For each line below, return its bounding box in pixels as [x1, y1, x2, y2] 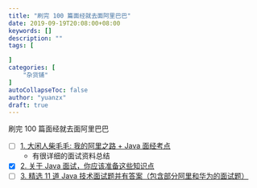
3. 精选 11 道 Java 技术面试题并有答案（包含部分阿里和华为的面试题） [19, 171, 249, 181]
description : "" [8, 34, 63, 43]
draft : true [8, 101, 48, 109]
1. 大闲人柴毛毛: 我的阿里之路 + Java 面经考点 [19, 141, 171, 151]
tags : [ [8, 42, 35, 50]
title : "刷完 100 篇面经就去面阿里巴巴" [8, 11, 131, 20]
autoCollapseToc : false [8, 86, 89, 94]
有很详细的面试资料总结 [31, 151, 110, 161]
